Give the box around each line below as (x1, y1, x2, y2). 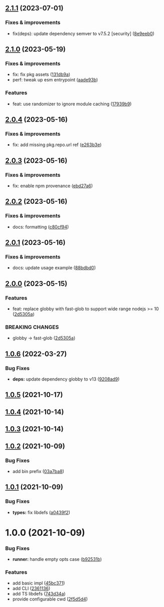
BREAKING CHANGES (5, 324, 59, 331)
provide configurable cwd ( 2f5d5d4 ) (12, 596, 88, 602)
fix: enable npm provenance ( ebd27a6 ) (12, 183, 93, 189)
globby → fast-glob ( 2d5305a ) (12, 335, 76, 341)
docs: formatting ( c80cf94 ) (12, 223, 69, 230)
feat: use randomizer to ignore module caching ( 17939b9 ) (12, 100, 132, 107)
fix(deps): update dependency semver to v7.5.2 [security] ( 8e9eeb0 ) (12, 30, 154, 37)
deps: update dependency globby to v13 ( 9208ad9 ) (12, 376, 120, 382)
